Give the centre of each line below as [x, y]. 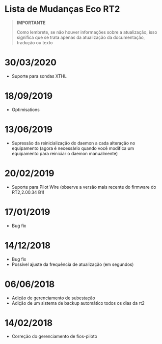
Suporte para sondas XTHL [39, 76]
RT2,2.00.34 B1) [28, 192]
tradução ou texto [35, 42]
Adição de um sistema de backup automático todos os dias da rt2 [78, 303]
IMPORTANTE [31, 23]
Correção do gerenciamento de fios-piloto [54, 336]
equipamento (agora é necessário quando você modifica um [73, 148]
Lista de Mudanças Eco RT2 [62, 9]
